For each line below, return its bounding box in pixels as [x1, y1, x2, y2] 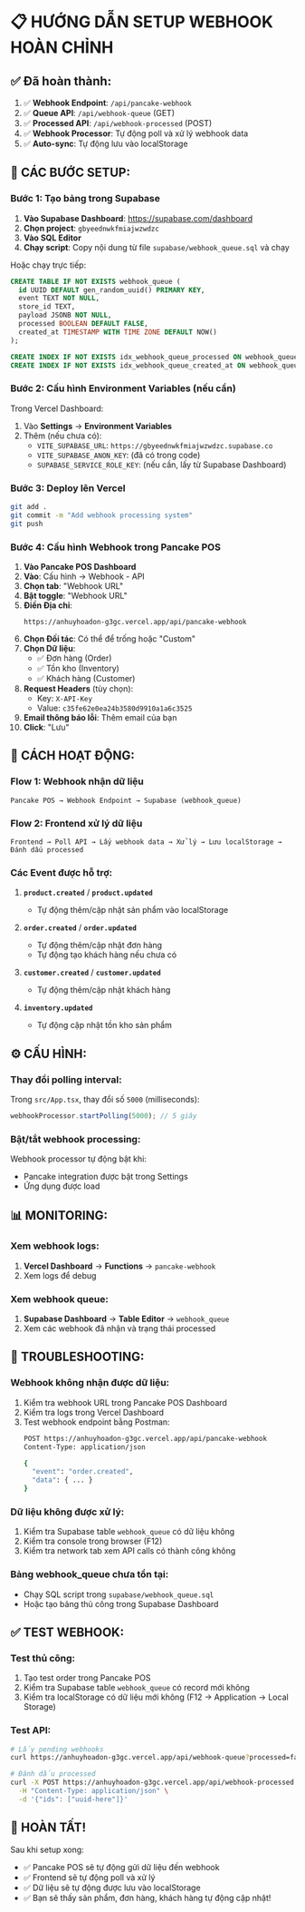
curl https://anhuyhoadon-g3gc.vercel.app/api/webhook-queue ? [10, 1753, 250, 1762]
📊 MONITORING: [10, 1208, 108, 1223]
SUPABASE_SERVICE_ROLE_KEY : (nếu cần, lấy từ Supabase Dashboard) [36, 459, 287, 470]
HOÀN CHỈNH [10, 37, 114, 58]
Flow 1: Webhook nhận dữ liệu [10, 775, 144, 788]
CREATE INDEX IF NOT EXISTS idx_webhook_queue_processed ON [10, 352, 243, 361]
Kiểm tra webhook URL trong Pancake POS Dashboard [23, 1397, 227, 1407]
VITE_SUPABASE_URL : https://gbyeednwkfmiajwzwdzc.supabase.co [36, 439, 273, 450]
